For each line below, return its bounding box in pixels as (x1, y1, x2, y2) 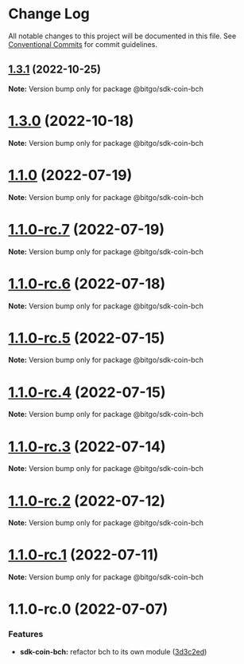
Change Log (8, 5, 90, 23)
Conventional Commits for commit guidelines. (8, 39, 157, 49)
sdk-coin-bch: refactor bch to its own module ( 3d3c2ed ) (19, 646, 207, 656)
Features (8, 629, 44, 640)
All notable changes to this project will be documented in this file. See (8, 31, 237, 41)
